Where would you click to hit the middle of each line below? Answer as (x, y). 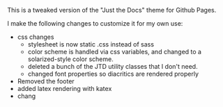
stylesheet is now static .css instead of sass (91, 44)
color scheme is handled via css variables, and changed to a (115, 52)
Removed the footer (46, 81)
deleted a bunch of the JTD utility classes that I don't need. (113, 66)
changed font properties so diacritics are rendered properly (113, 74)
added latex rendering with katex (64, 89)
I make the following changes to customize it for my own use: (95, 23)
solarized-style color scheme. (70, 59)
